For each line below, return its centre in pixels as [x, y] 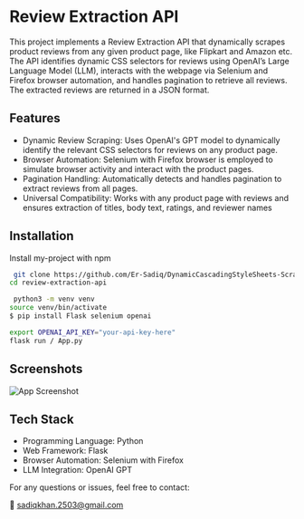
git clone [32, 274]
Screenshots [46, 369]
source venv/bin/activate [58, 308]
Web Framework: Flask [65, 451]
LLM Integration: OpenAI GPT [77, 470]
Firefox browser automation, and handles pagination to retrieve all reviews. [148, 80]
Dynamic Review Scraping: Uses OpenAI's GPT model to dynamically [151, 140]
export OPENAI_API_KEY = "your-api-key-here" [93, 332]
